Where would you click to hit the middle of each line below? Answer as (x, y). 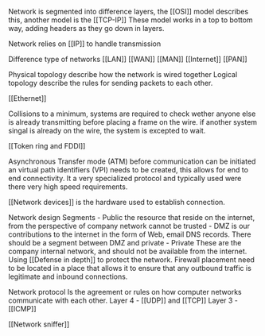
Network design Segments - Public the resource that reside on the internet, (132, 217)
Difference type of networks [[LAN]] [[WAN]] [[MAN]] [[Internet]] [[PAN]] (128, 59)
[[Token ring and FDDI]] (47, 146)
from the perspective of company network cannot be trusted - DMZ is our (129, 226)
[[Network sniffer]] (39, 324)
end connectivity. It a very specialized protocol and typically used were (125, 178)
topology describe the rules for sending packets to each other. (111, 83)
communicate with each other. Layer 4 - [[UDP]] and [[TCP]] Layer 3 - (123, 300)
